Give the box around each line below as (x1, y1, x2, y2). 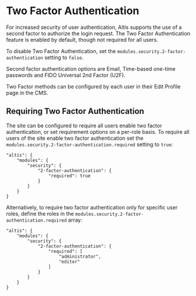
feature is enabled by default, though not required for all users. (6, 36, 158, 43)
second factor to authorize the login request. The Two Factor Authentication (6, 29, 191, 37)
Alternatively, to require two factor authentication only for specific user (6, 203, 178, 211)
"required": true (48, 173, 91, 179)
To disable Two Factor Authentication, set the (6, 47, 116, 54)
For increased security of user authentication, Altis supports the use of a (6, 24, 182, 31)
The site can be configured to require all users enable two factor (6, 122, 162, 129)
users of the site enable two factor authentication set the (6, 134, 144, 142)
